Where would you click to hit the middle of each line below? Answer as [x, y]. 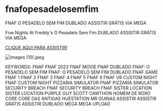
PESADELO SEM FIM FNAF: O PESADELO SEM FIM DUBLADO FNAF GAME [81, 72]
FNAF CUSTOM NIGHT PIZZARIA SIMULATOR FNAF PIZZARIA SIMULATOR [82, 83]
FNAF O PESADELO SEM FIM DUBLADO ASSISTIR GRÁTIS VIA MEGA [76, 23]
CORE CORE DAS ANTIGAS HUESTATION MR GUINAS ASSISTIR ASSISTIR [81, 99]
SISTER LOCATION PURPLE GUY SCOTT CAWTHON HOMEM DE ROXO [78, 93]
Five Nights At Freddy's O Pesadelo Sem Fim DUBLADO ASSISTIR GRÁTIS [81, 32]
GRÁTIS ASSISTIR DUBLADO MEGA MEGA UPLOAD [58, 104]
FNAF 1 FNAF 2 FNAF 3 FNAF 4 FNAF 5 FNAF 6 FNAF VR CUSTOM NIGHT [81, 77]
